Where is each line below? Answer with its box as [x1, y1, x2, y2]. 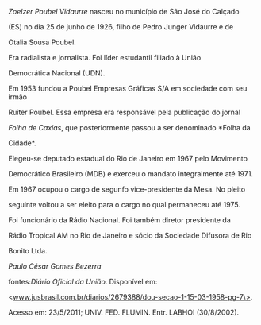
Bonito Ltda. [8, 246, 48, 255]
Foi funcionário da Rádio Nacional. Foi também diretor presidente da [8, 215, 232, 225]
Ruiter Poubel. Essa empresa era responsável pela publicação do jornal [8, 107, 240, 117]
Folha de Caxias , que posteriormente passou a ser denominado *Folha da [8, 123, 251, 132]
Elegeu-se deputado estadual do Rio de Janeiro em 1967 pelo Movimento [8, 154, 248, 163]
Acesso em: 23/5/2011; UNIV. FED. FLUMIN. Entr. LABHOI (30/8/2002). [8, 308, 240, 317]
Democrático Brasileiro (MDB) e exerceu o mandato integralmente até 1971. [8, 169, 254, 178]
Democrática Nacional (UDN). [8, 68, 106, 78]
